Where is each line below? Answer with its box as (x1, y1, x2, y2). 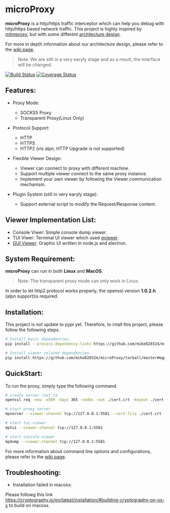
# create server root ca (5, 393, 58, 398)
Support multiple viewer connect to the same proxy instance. (20, 170, 148, 176)
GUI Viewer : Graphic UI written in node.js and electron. (12, 240, 127, 246)
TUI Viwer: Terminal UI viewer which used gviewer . (12, 235, 119, 241)
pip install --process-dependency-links (5, 341, 92, 346)
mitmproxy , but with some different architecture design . (5, 31, 121, 37)
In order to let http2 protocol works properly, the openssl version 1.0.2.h (5, 288, 156, 294)
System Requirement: (5, 254, 75, 263)
